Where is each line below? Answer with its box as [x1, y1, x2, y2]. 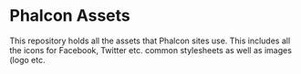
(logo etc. [9, 54, 46, 65]
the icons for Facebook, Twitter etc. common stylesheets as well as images [9, 44, 292, 55]
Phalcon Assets [9, 5, 130, 26]
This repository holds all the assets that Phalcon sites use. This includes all [9, 35, 291, 46]
